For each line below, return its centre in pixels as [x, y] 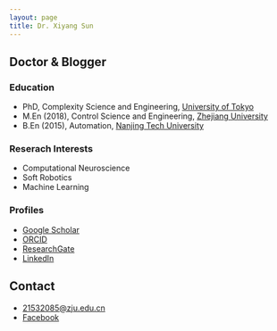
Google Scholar [51, 229]
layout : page [34, 17]
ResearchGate [48, 248]
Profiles [27, 211]
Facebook [41, 317]
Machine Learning [55, 187]
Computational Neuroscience [76, 168]
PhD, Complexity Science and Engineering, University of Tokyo [138, 107]
